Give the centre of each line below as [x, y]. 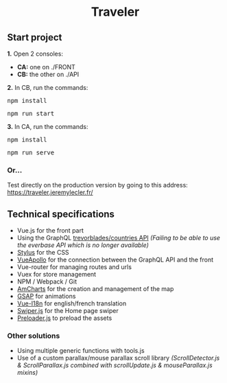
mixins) [27, 373]
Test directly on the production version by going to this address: [98, 185]
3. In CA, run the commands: [48, 127]
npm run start [31, 114]
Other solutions [34, 336]
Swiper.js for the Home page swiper [68, 311]
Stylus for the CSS [43, 253]
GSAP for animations [46, 297]
